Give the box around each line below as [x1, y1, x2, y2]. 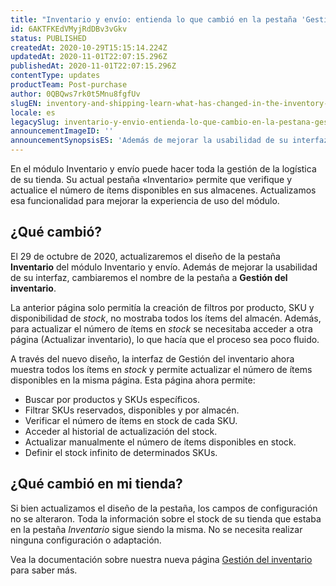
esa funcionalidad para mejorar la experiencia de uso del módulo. [10, 195, 280, 206]
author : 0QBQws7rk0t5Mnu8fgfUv [10, 89, 141, 99]
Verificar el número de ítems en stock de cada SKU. [24, 414, 238, 426]
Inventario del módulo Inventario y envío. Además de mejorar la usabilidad [10, 261, 318, 273]
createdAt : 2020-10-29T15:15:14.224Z [10, 42, 168, 53]
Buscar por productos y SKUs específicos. [24, 393, 201, 405]
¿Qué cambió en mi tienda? [10, 476, 183, 493]
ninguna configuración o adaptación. [10, 534, 162, 546]
